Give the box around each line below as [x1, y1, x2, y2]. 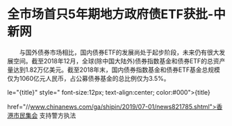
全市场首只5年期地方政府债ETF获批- [7, 6, 214, 22]
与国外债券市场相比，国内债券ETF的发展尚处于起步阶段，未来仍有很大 [19, 48, 219, 56]
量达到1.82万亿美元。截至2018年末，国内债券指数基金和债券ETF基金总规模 [7, 65, 221, 74]
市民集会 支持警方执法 [13, 111, 76, 119]
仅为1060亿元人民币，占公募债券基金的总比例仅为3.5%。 [7, 74, 170, 82]
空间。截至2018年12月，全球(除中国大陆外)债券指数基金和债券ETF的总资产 [13, 56, 226, 65]
